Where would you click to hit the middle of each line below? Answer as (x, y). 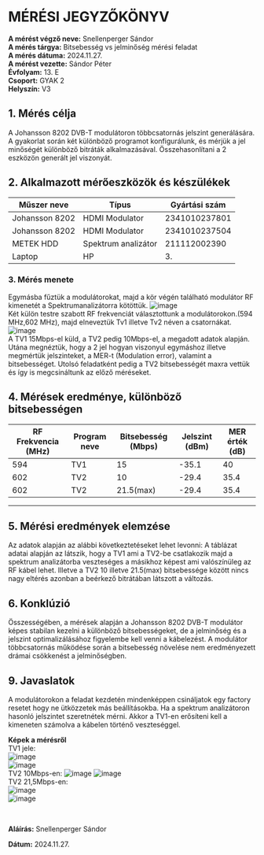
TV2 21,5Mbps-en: (38, 782)
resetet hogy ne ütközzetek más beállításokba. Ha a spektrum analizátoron (129, 708)
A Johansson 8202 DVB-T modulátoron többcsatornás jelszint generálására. (132, 132)
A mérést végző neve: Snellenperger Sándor (81, 39)
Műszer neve (44, 205)
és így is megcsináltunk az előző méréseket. (80, 372)
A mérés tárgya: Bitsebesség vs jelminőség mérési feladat (103, 46)
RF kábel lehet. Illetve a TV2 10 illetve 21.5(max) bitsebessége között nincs (128, 570)
